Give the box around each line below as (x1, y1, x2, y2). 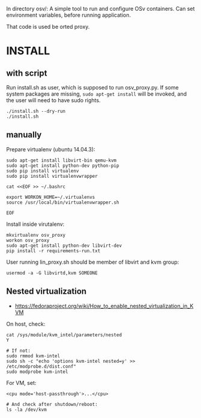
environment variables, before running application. (6, 11, 131, 19)
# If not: (6, 348, 31, 354)
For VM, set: (6, 379, 37, 386)
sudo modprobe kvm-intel (6, 369, 68, 375)
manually (6, 130, 42, 140)
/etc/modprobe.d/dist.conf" (6, 363, 77, 369)
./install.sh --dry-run (6, 108, 66, 114)
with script (6, 68, 47, 78)
